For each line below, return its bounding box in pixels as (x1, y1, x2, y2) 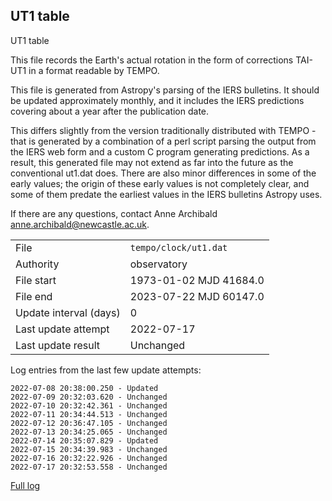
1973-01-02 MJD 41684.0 (129, 273, 265, 287)
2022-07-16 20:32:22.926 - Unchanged (10, 453, 168, 463)
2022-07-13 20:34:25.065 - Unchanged (10, 427, 168, 437)
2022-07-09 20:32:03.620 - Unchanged (10, 392, 168, 402)
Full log (10, 479, 41, 491)
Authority (15, 257, 60, 271)
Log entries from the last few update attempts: (10, 364, 202, 376)
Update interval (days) (15, 305, 121, 319)
